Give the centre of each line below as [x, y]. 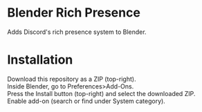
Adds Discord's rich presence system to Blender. [77, 32]
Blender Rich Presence [74, 13]
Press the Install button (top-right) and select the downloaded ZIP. [101, 93]
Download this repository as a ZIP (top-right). [72, 79]
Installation [40, 60]
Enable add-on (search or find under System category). [86, 101]
